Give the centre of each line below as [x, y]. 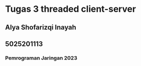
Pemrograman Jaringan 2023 [41, 58]
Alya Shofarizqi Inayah [41, 27]
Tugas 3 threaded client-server [70, 9]
